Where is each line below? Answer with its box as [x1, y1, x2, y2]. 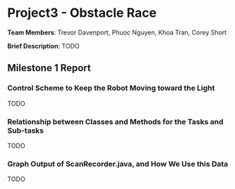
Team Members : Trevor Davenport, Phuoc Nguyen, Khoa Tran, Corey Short [7, 28, 227, 37]
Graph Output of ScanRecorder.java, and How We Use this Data [7, 159, 229, 169]
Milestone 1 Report [7, 62, 91, 74]
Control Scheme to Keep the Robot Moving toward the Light [7, 83, 215, 93]
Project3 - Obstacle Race [7, 5, 157, 21]
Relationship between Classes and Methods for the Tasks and [7, 117, 224, 126]
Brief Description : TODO [7, 41, 80, 50]
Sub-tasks [7, 125, 44, 135]
